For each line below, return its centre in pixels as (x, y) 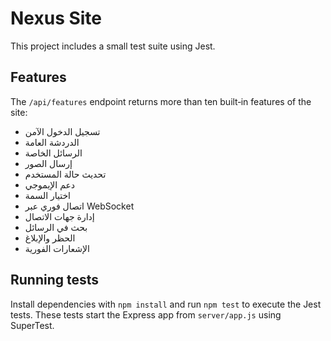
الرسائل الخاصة (53, 153)
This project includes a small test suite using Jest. (113, 46)
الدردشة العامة (52, 142)
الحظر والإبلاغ (50, 238)
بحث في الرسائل (56, 227)
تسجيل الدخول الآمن (62, 131)
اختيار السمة (47, 195)
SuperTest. (32, 325)
